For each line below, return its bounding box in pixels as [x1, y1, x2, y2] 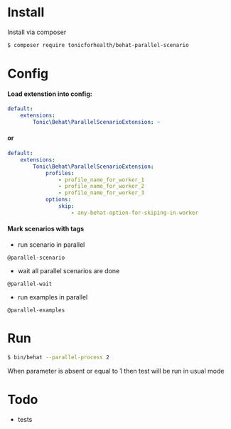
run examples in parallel [17, 292, 88, 301]
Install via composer [7, 28, 67, 36]
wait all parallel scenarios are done [17, 266, 120, 275]
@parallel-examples [7, 307, 65, 314]
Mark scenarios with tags [7, 225, 84, 233]
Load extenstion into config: [7, 90, 92, 98]
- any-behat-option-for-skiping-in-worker [70, 209, 199, 216]
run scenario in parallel [17, 240, 85, 249]
